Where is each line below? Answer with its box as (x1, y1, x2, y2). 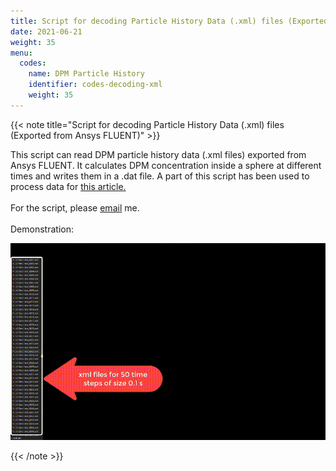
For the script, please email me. (10, 201, 140, 214)
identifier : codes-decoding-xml (28, 80, 163, 90)
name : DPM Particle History (28, 69, 145, 79)
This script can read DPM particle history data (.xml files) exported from (10, 148, 307, 160)
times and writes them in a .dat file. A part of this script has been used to (10, 170, 310, 182)
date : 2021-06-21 (10, 26, 83, 37)
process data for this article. (10, 180, 127, 192)
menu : (10, 48, 33, 58)
